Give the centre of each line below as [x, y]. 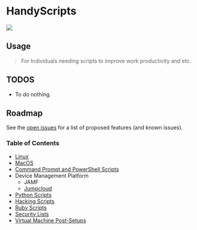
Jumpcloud [38, 188]
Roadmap [25, 113]
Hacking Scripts [35, 201]
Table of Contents [33, 143]
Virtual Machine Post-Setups [50, 220]
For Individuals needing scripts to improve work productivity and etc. [106, 61]
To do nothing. [33, 94]
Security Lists [32, 214]
